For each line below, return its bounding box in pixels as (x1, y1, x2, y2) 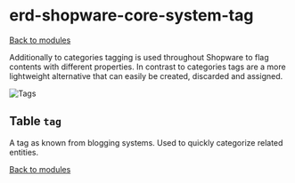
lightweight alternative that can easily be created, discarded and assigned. (9, 70, 283, 81)
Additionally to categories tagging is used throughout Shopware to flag (9, 52, 269, 62)
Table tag (9, 114, 62, 129)
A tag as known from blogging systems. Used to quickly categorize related (9, 137, 283, 147)
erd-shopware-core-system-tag (9, 5, 254, 26)
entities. (9, 147, 38, 157)
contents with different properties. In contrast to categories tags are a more (9, 61, 287, 72)
